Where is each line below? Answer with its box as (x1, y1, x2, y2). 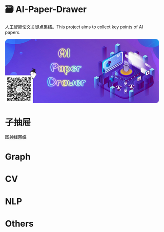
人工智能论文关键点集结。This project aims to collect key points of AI (5, 24, 143, 30)
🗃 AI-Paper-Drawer (5, 4, 87, 15)
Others (5, 218, 34, 229)
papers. (5, 29, 20, 35)
